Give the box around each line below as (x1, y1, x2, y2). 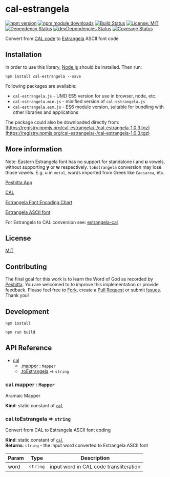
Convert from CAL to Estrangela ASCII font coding (5, 427, 111, 433)
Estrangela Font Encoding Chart (5, 199, 73, 205)
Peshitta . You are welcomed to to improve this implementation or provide (5, 282, 159, 288)
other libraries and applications (12, 109, 78, 115)
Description (80, 454, 110, 462)
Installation (5, 50, 42, 59)
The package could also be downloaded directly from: (5, 119, 119, 125)
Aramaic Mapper (5, 393, 41, 399)
